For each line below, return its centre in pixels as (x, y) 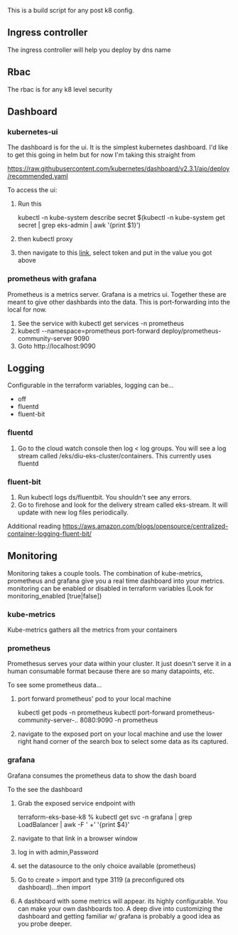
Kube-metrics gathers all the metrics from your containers (92, 630)
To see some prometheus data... (55, 685)
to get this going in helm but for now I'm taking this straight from (101, 155)
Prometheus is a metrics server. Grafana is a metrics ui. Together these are (117, 294)
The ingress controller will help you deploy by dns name (89, 50)
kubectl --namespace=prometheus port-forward (88, 331)
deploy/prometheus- (191, 331)
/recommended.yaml (38, 176)
